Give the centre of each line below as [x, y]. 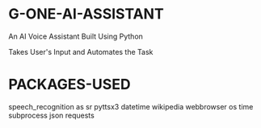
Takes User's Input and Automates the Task [81, 52]
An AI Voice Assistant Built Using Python [76, 36]
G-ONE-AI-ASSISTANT [86, 14]
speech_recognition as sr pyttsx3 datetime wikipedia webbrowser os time [131, 106]
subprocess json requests [51, 115]
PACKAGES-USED [69, 85]
